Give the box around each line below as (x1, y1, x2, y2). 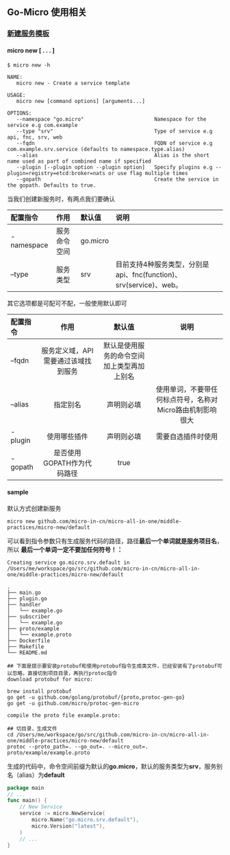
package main (7, 784, 44, 791)
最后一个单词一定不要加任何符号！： (20, 545, 123, 554)
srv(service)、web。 (115, 280, 183, 290)
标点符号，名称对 (163, 394, 218, 404)
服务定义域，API (41, 345, 94, 355)
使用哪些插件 (47, 431, 88, 441)
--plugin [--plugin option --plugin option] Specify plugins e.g (16, 163, 213, 170)
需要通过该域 (43, 356, 85, 365)
